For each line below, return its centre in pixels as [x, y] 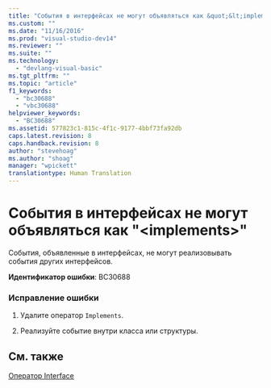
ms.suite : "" [30, 53]
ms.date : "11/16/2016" [46, 31]
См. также [36, 356]
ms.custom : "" [32, 23]
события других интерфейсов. [60, 261]
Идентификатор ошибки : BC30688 [69, 277]
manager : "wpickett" [43, 166]
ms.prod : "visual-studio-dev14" [63, 38]
